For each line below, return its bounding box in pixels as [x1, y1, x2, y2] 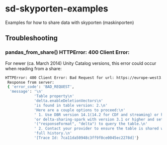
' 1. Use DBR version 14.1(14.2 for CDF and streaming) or [34, 112, 159, 117]
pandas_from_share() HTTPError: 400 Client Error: [5, 49, 130, 56]
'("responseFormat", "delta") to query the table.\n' [34, 122, 148, 127]
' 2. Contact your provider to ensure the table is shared [34, 126, 159, 131]
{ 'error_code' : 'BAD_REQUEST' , [7, 84, 75, 90]
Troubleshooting [5, 34, 58, 42]
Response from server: [7, 80, 55, 85]
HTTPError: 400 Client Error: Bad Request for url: [5, 75, 114, 80]
